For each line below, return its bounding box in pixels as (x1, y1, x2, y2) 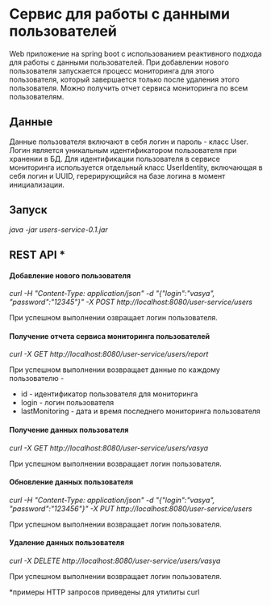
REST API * (9, 247, 66, 261)
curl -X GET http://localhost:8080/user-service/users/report (9, 349, 209, 359)
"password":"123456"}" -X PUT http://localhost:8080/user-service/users (9, 503, 252, 514)
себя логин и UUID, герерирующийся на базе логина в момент (9, 171, 226, 180)
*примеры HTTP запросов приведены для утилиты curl (9, 587, 200, 597)
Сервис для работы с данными (9, 5, 231, 23)
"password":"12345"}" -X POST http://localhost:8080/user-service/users (9, 297, 253, 307)
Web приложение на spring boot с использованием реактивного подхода (9, 49, 262, 58)
